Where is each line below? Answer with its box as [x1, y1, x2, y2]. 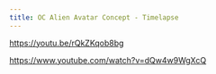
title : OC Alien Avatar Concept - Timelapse [9, 12, 179, 22]
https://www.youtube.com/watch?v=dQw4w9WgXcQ [9, 54, 207, 65]
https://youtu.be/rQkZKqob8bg [9, 37, 124, 48]
